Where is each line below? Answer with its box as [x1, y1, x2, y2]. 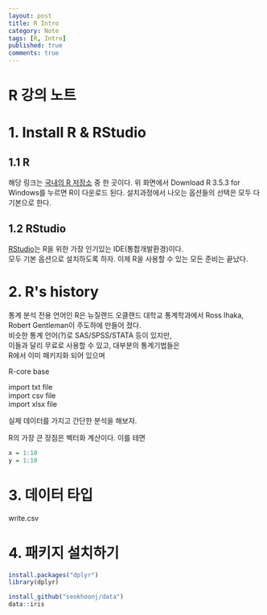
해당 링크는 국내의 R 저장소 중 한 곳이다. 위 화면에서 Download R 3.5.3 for [8, 178, 240, 187]
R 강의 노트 [8, 86, 76, 105]
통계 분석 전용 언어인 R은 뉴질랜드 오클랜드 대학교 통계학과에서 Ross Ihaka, [8, 310, 244, 320]
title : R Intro [8, 19, 60, 27]
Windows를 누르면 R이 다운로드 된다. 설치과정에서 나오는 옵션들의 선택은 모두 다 [8, 188, 260, 198]
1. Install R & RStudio [8, 124, 146, 141]
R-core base [8, 367, 50, 376]
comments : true [8, 49, 60, 57]
